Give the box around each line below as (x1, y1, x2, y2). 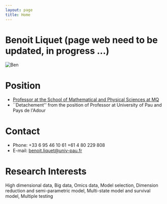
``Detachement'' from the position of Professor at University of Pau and (12, 102, 162, 108)
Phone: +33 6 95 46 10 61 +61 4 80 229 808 (12, 142, 105, 148)
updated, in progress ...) (5, 45, 110, 57)
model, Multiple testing (5, 193, 53, 199)
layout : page (5, 7, 33, 13)
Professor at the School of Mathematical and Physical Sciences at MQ (12, 96, 159, 103)
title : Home (5, 12, 30, 17)
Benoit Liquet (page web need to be (5, 34, 158, 46)
